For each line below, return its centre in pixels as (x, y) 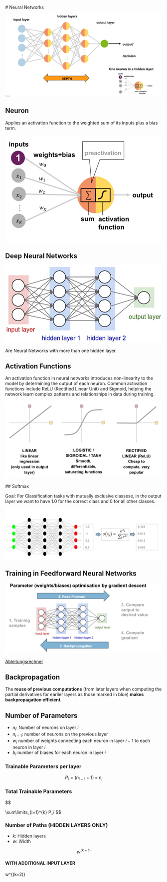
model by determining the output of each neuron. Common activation (76, 383)
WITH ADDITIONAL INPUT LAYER (40, 863)
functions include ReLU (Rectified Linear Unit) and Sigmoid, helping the (78, 389)
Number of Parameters (41, 715)
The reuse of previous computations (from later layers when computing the (83, 689)
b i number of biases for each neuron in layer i (59, 753)
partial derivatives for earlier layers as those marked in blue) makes (75, 694)
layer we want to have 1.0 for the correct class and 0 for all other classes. (80, 501)
